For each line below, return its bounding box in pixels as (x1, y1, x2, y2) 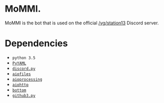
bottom (12, 87, 27, 93)
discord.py (12, 66, 36, 71)
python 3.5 (12, 55, 36, 60)
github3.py (12, 93, 36, 98)
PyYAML (12, 60, 27, 66)
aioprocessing (12, 77, 42, 82)
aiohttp (12, 82, 29, 87)
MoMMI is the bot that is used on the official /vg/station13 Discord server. (5, 20, 159, 26)
